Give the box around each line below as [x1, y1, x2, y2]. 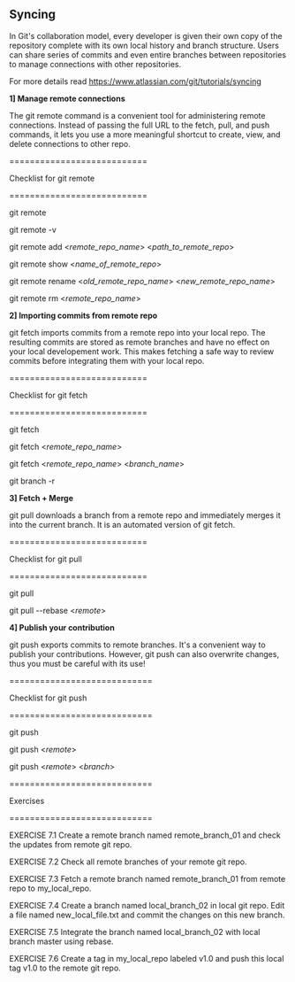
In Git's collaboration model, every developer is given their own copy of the [9, 30, 283, 41]
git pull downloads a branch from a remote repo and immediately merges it [9, 509, 281, 521]
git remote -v [9, 224, 57, 235]
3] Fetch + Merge [9, 492, 73, 503]
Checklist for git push [9, 692, 87, 703]
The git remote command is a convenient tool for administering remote [9, 110, 266, 120]
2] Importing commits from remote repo [9, 310, 158, 321]
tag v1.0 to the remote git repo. [9, 963, 121, 973]
